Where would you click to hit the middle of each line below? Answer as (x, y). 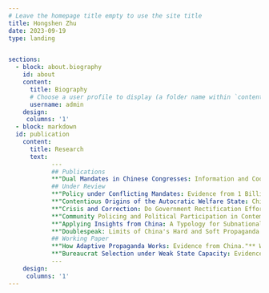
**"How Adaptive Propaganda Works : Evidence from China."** (153, 246)
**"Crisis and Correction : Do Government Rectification (146, 209)
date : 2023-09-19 (37, 31)
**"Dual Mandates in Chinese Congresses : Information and (150, 179)
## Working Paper (80, 239)
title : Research (56, 149)
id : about (39, 75)
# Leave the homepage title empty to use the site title (105, 16)
